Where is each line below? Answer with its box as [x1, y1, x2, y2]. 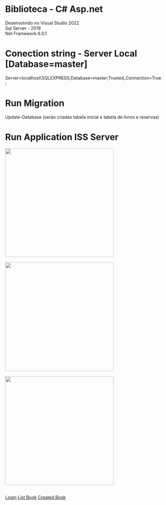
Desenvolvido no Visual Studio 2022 [5, 20, 79, 26]
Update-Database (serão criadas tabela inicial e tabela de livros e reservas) [5, 114, 160, 120]
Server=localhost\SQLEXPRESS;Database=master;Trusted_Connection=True [5, 75, 162, 81]
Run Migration [5, 98, 64, 109]
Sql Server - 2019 [5, 25, 41, 31]
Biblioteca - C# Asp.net [5, 3, 103, 15]
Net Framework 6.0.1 [5, 30, 47, 36]
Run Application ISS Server [5, 132, 119, 143]
